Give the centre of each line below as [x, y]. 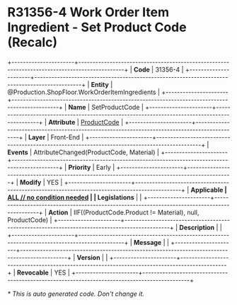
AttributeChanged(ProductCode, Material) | [96, 152]
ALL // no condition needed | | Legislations [71, 197]
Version [88, 257]
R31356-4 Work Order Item [88, 12]
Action [58, 212]
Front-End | [67, 137]
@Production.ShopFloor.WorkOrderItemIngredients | [84, 92]
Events [18, 152]
